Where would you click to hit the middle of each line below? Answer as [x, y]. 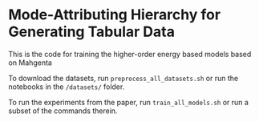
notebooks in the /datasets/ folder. [67, 87]
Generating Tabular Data [91, 32]
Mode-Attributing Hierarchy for [115, 15]
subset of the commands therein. [63, 111]
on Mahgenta [30, 63]
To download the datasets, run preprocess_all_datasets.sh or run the [123, 78]
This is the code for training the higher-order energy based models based [130, 54]
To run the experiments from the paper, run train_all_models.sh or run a [128, 102]
